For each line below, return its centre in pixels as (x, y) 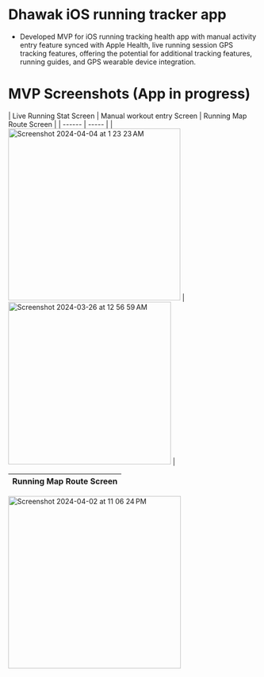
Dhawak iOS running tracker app (117, 15)
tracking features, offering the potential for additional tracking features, (136, 53)
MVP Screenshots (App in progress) (130, 94)
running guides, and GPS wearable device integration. (108, 62)
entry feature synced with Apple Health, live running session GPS (126, 44)
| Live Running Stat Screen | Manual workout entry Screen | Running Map (128, 116)
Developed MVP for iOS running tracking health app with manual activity (138, 36)
